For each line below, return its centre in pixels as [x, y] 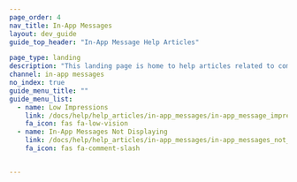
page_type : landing [45, 58]
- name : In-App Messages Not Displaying [92, 132]
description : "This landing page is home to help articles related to [142, 66]
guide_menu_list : [41, 99]
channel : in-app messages [57, 75]
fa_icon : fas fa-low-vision [76, 124]
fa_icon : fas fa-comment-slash [83, 148]
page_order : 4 [35, 17]
